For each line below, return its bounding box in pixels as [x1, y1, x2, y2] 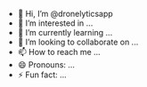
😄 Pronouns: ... [17, 59, 76, 70]
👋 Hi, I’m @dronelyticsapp [17, 9, 113, 19]
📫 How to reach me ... [17, 47, 101, 57]
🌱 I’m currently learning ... [17, 28, 113, 37]
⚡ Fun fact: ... [17, 69, 67, 80]
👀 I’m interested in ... [17, 18, 94, 28]
